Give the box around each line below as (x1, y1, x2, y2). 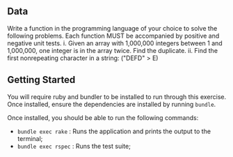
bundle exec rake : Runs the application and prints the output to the (17, 127, 211, 135)
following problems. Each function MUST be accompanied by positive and (7, 31, 220, 40)
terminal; (17, 134, 43, 142)
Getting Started (7, 74, 76, 86)
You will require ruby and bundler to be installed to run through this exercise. (7, 92, 227, 100)
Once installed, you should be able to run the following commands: (7, 113, 199, 121)
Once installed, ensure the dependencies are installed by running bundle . (7, 100, 216, 108)
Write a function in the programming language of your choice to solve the (7, 24, 218, 32)
